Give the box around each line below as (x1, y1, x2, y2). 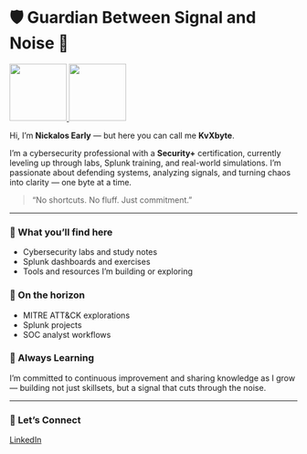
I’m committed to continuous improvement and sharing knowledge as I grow (9, 372, 295, 384)
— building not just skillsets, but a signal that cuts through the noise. (9, 382, 267, 393)
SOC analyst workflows (22, 329, 111, 340)
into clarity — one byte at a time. (9, 176, 132, 187)
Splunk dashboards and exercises (22, 257, 151, 268)
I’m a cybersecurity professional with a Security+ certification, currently (9, 147, 281, 158)
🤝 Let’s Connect (9, 413, 81, 426)
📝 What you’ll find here (9, 226, 113, 238)
